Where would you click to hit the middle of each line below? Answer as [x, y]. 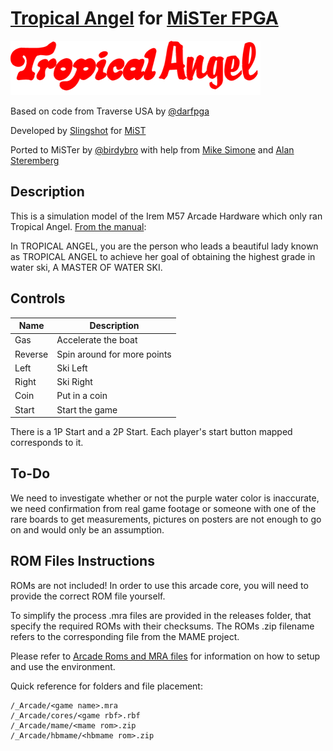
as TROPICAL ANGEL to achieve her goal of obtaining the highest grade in [163, 256]
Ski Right [74, 382]
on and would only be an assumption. [87, 529]
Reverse [31, 354]
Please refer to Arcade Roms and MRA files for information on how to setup [165, 656]
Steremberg [35, 160]
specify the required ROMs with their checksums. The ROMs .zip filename [162, 626]
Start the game [87, 409]
